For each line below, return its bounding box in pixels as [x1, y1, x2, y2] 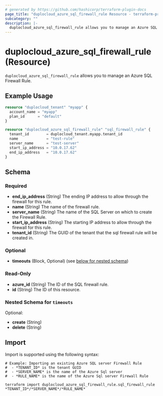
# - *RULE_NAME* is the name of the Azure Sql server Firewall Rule [5, 374, 149, 378]
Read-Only [5, 270, 32, 277]
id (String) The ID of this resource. [12, 286, 81, 292]
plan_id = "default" [9, 114, 62, 119]
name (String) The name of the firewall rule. [12, 204, 100, 210]
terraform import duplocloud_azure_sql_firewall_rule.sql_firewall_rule [5, 382, 155, 387]
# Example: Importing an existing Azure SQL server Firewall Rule [5, 361, 142, 366]
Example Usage [5, 92, 53, 100]
